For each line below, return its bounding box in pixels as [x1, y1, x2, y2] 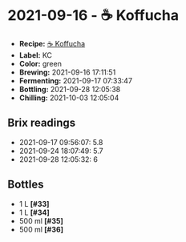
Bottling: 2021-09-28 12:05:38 [18, 84, 121, 94]
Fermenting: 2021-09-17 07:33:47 [18, 75, 133, 85]
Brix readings [7, 116, 76, 130]
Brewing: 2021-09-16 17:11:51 [18, 67, 116, 77]
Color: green [18, 58, 62, 68]
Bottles [7, 178, 44, 192]
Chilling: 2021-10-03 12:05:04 [18, 93, 119, 103]
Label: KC [18, 50, 53, 60]
